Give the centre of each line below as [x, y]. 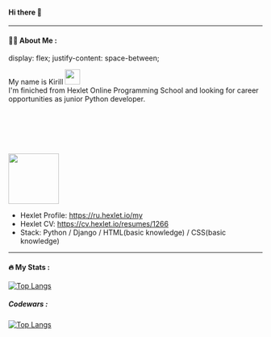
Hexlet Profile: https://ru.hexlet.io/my [81, 215]
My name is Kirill [36, 82]
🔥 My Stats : [29, 267]
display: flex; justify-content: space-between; [84, 58]
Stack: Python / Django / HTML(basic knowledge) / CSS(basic [123, 233]
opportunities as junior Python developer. [77, 99]
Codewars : [28, 304]
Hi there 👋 [25, 12]
